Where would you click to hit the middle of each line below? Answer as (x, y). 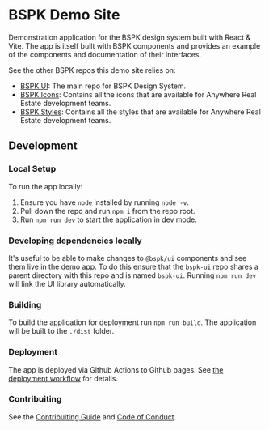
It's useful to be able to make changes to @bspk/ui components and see (128, 258)
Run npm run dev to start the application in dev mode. (109, 219)
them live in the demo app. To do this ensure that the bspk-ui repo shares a (133, 266)
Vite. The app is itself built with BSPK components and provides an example (134, 45)
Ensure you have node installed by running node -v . (105, 202)
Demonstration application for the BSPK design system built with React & (130, 37)
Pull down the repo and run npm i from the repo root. (107, 211)
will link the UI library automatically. (67, 283)
